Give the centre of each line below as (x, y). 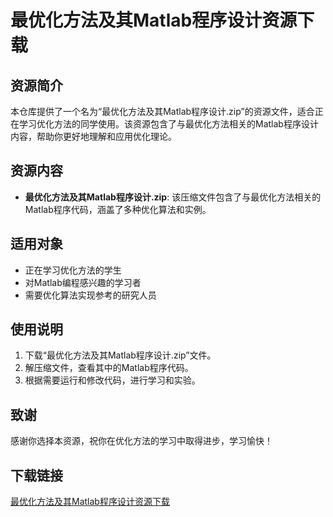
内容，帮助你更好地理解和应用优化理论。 (93, 136)
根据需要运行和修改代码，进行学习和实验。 (112, 380)
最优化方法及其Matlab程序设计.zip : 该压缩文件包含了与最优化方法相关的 (173, 197)
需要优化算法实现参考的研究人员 (90, 295)
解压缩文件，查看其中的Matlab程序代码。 (109, 368)
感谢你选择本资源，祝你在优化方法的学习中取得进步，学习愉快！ (141, 441)
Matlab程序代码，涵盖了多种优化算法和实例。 (118, 209)
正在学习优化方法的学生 (73, 270)
